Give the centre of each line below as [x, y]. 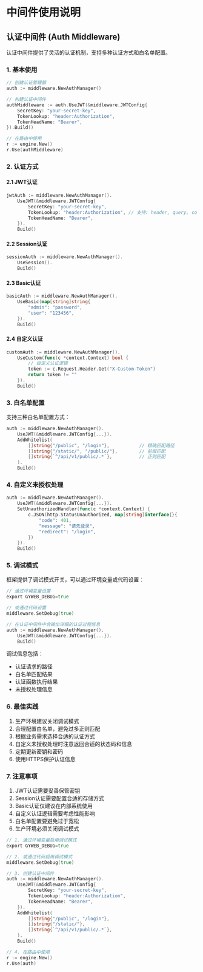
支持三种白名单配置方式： [38, 417]
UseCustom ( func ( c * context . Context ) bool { [73, 358]
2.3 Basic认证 [24, 282]
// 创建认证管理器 [26, 83]
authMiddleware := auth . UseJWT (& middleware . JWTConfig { [77, 105]
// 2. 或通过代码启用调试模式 [39, 857]
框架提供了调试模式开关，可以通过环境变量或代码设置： [75, 580]
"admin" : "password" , [55, 307]
